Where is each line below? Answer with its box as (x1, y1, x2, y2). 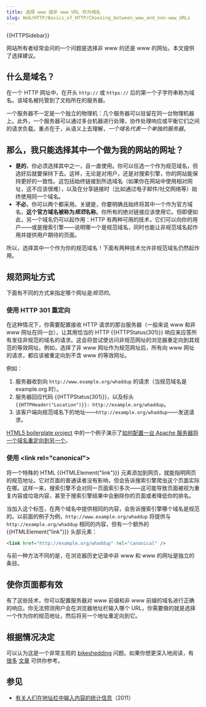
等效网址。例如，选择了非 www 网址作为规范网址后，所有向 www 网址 (17, 344, 195, 352)
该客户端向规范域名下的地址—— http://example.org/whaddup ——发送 (15, 409, 189, 416)
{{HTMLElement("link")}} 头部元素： (6, 528, 98, 535)
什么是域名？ (6, 71, 55, 82)
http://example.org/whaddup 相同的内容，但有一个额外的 (6, 520, 150, 528)
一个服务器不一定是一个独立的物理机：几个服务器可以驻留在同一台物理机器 (6, 110, 194, 117)
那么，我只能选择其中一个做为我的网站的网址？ (6, 145, 184, 155)
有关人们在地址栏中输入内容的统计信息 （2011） (15, 694, 134, 701)
